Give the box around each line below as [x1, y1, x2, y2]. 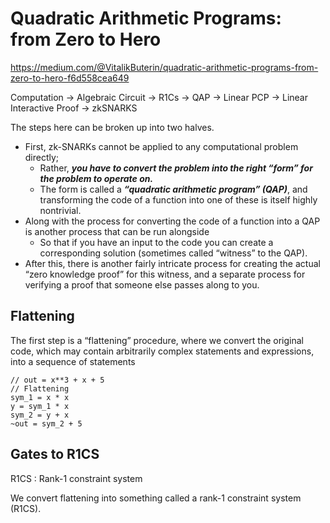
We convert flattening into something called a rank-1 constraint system [10, 492, 302, 504]
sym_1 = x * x [10, 392, 70, 402]
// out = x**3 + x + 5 [10, 375, 105, 385]
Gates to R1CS [10, 446, 100, 463]
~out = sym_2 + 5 [10, 418, 83, 429]
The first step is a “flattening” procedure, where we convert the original [10, 334, 304, 346]
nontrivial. [39, 204, 82, 216]
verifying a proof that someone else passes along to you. [24, 278, 260, 291]
